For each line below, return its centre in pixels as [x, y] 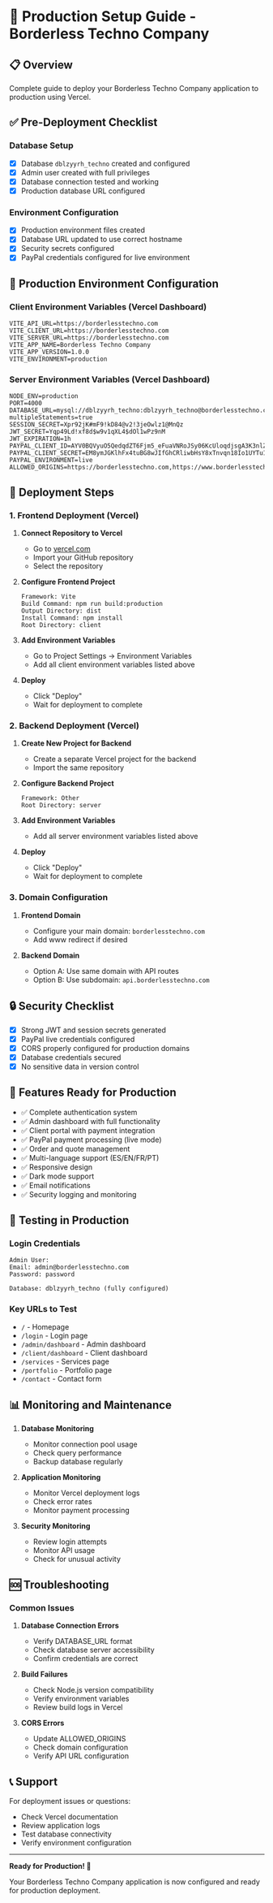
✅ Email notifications [56, 1185]
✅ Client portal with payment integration [88, 1130]
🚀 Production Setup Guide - [103, 17]
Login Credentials [45, 1243]
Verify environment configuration [76, 1842]
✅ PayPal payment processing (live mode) [91, 1140]
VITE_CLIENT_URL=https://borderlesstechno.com [89, 331]
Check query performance [77, 1453]
